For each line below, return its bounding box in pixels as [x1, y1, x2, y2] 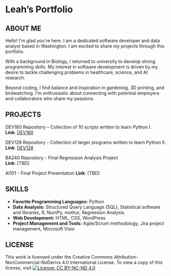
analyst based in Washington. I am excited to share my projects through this [5, 43, 165, 49]
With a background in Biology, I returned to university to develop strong [5, 58, 156, 65]
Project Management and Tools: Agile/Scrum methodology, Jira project [12, 220, 164, 226]
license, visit [5, 265, 32, 271]
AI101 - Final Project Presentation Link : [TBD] [5, 170, 100, 176]
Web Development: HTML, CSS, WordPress [12, 215, 106, 221]
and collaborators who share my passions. [5, 96, 94, 101]
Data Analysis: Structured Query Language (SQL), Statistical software [12, 204, 161, 210]
